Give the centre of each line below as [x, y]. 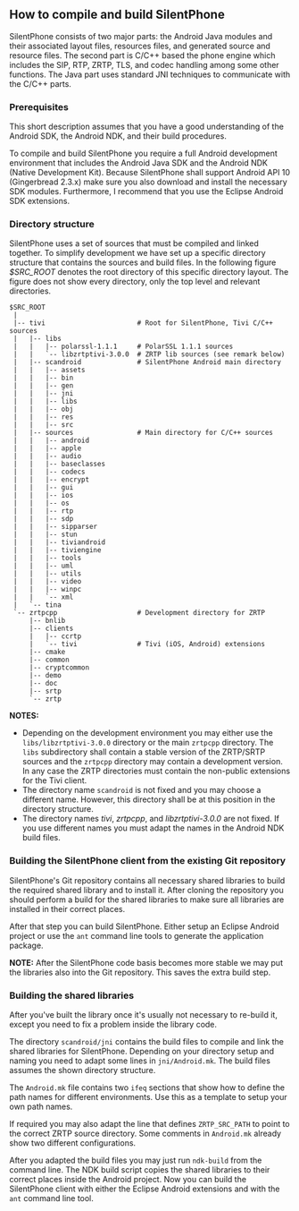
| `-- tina [37, 605]
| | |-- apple [47, 448]
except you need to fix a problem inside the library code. [113, 1024]
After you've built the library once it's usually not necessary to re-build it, [144, 1015]
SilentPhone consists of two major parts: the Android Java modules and [141, 36]
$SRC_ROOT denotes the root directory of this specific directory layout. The [149, 272]
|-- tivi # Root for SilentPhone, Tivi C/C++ [143, 323]
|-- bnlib [47, 621]
